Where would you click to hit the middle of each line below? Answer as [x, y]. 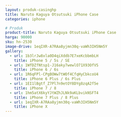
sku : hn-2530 [19, 42]
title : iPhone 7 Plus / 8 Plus [46, 98]
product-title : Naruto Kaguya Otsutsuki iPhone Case [61, 33]
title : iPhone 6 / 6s [36, 70]
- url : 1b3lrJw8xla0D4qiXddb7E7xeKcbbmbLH [54, 56]
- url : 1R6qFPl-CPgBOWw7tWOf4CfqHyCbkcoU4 [54, 74]
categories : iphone [25, 19]
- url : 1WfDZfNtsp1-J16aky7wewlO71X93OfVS [54, 65]
